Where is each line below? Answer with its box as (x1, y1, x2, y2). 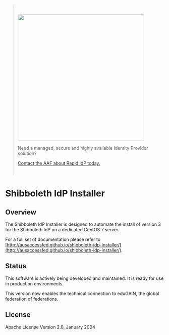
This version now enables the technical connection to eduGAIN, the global (5, 290, 159, 297)
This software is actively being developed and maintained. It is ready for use (5, 275, 164, 281)
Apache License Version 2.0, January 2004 (5, 324, 96, 330)
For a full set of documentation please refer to (5, 236, 101, 242)
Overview (5, 207, 37, 217)
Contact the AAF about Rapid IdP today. (17, 160, 100, 166)
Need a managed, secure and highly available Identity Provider (17, 145, 148, 151)
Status (5, 262, 27, 270)
